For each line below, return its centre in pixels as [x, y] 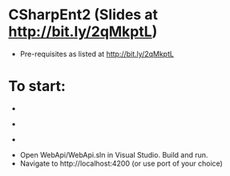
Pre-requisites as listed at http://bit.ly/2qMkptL [97, 54]
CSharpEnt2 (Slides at [83, 15]
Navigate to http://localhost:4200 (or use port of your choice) [121, 163]
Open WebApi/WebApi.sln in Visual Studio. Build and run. [114, 154]
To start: [37, 86]
